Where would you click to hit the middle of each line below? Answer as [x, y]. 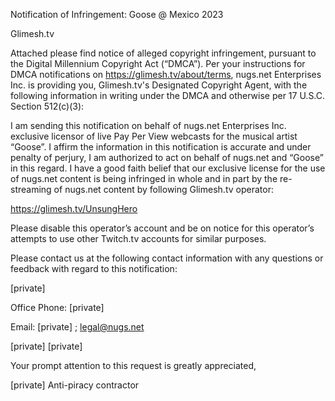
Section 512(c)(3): [47, 106]
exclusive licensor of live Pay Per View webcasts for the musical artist [154, 136]
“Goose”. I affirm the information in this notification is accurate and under [161, 147]
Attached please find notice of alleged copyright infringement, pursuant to [163, 53]
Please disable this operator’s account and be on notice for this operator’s [162, 228]
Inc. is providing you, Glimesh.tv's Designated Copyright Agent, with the [159, 85]
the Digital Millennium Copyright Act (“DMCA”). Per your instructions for [158, 63]
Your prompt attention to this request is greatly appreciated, [133, 365]
